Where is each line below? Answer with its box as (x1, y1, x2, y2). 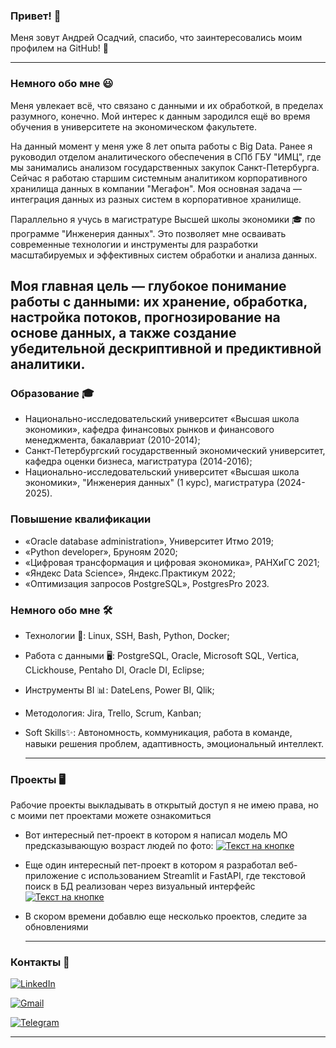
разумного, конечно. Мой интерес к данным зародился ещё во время (10, 110, 311, 122)
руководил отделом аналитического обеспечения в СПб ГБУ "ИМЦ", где (10, 150, 322, 163)
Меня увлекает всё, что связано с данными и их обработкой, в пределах (10, 99, 324, 111)
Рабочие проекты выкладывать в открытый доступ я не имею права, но (10, 799, 319, 811)
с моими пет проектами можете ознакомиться (10, 810, 212, 822)
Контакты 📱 (10, 955, 70, 969)
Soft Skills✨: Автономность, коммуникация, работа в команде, (24, 726, 293, 738)
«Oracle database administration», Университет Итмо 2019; (24, 535, 275, 547)
